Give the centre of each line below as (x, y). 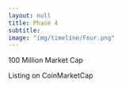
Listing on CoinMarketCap (51, 75)
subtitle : (25, 30)
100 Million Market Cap (46, 60)
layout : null (30, 15)
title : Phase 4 (33, 23)
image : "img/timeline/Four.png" (61, 38)
